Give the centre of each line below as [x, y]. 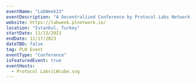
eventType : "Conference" [36, 55]
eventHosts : [21, 66]
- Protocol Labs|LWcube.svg [46, 71]
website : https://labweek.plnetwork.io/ [56, 22]
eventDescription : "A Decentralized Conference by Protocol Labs [87, 17]
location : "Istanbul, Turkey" [43, 28]
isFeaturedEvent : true [34, 60]
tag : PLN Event [25, 50]
